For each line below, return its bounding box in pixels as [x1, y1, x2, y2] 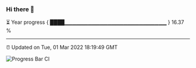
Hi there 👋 [6, 5, 35, 13]
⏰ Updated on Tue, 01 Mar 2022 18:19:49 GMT [6, 44, 118, 51]
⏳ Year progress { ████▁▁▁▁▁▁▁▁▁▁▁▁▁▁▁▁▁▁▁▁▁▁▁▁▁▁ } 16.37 [6, 19, 184, 26]
